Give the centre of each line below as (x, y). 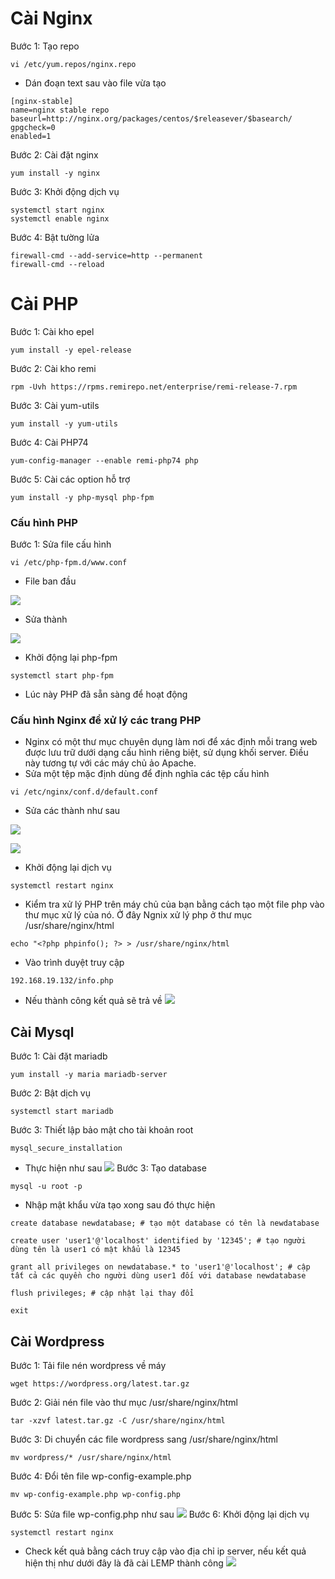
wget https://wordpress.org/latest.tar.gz (100, 1384)
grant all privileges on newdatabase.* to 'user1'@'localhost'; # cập (160, 1267)
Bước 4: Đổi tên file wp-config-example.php (101, 1476)
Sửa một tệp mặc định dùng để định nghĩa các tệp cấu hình (147, 774)
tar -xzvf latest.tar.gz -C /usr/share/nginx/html (118, 1421)
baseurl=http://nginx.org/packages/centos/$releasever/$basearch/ (151, 118)
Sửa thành (46, 619)
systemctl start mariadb (62, 1112)
